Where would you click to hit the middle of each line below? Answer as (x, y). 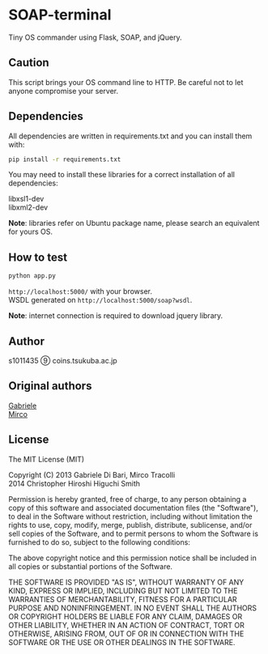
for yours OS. (30, 231)
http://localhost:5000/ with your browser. (80, 291)
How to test (38, 257)
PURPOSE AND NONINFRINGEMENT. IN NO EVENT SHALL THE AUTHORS (133, 608)
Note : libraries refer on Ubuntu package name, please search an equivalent (134, 223)
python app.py (32, 276)
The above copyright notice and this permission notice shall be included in (132, 558)
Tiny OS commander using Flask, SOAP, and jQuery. (95, 37)
